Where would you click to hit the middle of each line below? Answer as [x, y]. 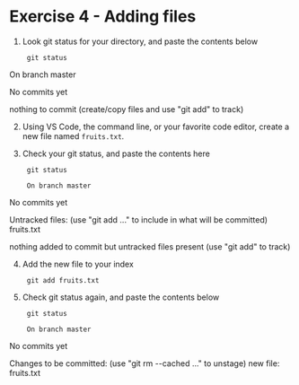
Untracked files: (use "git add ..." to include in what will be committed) [138, 219]
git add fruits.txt [63, 280]
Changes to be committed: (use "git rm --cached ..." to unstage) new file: [145, 363]
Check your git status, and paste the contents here [116, 153]
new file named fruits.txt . [73, 136]
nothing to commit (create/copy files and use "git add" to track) [127, 109]
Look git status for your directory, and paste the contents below [140, 41]
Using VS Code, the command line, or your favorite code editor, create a [156, 127]
